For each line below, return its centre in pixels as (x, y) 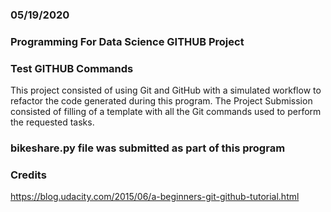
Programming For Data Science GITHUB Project (127, 41)
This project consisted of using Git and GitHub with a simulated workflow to (166, 90)
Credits (28, 175)
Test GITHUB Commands (72, 68)
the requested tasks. (52, 122)
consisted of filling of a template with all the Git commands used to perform (166, 112)
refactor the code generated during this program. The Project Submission (161, 101)
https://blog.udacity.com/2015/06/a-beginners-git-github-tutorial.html (155, 197)
